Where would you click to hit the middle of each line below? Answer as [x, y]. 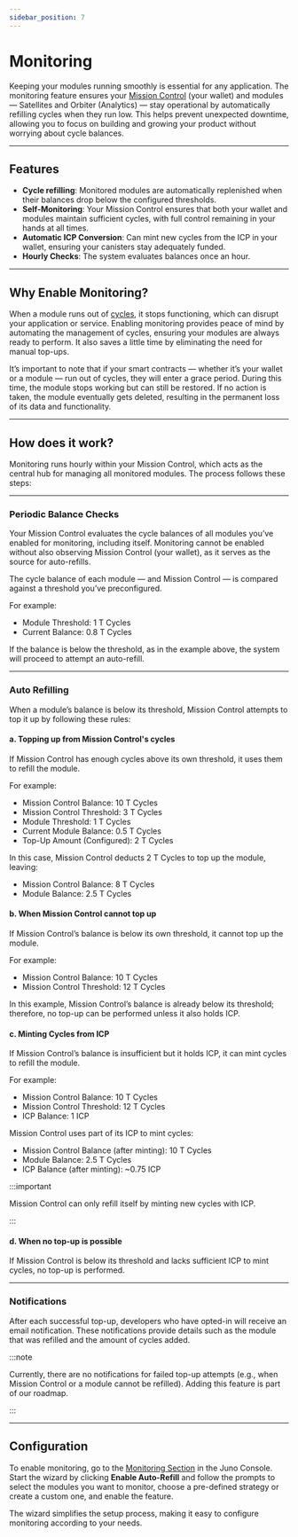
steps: [20, 483]
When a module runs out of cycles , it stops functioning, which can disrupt [144, 314]
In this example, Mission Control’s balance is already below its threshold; [142, 1004]
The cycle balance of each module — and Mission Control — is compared [144, 579]
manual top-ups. [39, 352]
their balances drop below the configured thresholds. [119, 200]
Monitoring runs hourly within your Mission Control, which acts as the [136, 464]
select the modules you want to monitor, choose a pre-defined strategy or [144, 1486]
